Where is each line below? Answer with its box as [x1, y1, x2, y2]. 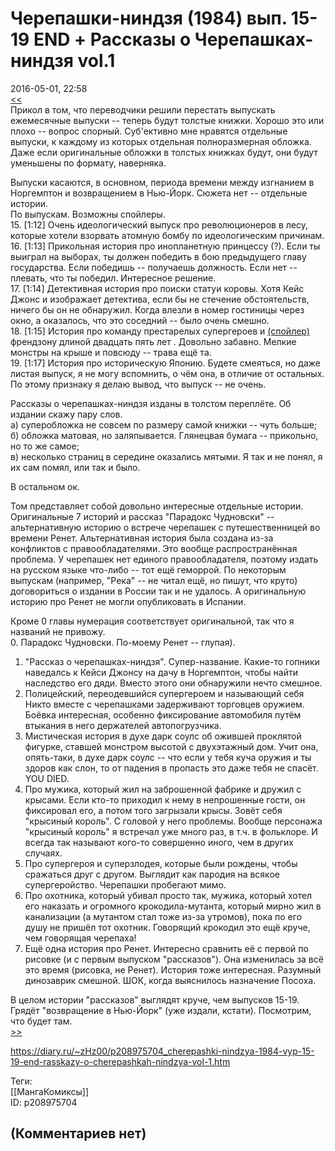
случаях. [24, 847, 63, 859]
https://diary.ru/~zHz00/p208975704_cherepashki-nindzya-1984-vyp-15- [10, 1045, 315, 1057]
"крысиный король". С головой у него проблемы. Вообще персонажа [24, 815, 323, 827]
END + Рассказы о [33, 28, 192, 51]
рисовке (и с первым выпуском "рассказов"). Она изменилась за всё [24, 953, 324, 965]
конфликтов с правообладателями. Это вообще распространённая [10, 542, 298, 554]
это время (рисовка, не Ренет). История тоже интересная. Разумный [24, 963, 322, 976]
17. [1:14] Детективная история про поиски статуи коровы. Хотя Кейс [10, 282, 305, 294]
